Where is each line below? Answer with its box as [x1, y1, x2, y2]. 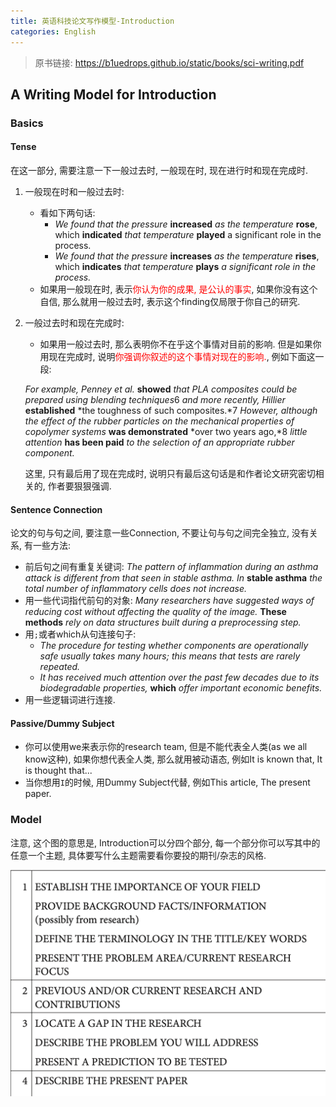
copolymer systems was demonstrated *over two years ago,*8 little [24, 426, 308, 438]
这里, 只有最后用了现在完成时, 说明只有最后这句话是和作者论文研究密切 [24, 468, 316, 480]
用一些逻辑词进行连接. [24, 694, 116, 706]
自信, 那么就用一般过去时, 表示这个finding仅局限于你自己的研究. [39, 296, 301, 308]
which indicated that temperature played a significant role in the [54, 229, 322, 241]
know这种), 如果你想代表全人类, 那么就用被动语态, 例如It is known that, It [24, 753, 323, 765]
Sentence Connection [10, 503, 103, 515]
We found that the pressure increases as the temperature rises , [54, 250, 320, 262]
